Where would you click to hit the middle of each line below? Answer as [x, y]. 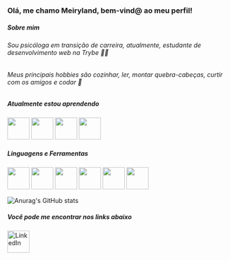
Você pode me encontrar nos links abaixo [69, 217]
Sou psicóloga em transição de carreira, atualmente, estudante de [104, 45]
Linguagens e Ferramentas [48, 154]
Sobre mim [24, 27]
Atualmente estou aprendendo [53, 104]
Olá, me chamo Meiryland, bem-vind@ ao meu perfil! [100, 11]
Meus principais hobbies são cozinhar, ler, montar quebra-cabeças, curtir [115, 74]
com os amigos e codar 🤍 [45, 82]
